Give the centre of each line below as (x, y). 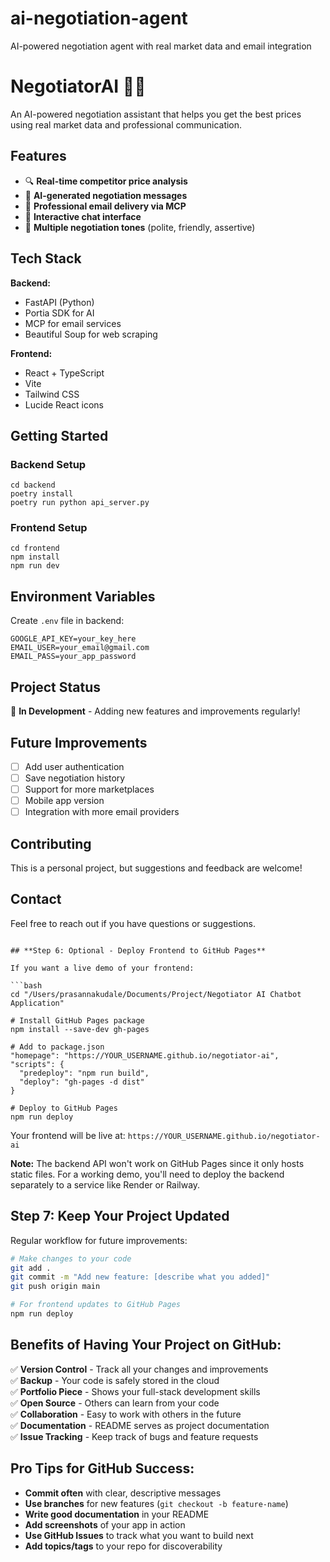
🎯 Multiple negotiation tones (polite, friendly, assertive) (140, 227)
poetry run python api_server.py (80, 503)
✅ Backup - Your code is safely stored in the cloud (115, 1380)
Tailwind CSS (52, 394)
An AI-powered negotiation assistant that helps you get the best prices (156, 114)
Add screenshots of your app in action (105, 1524)
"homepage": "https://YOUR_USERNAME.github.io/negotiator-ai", (145, 1055)
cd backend (33, 485)
